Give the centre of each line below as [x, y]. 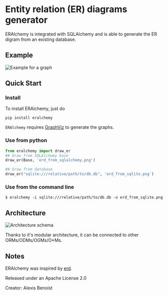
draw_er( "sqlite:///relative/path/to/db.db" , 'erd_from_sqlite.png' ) [80, 174]
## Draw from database [29, 169]
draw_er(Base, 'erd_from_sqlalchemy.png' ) [50, 160]
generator [26, 20]
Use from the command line [40, 187]
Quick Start [23, 84]
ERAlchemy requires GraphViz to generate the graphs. [60, 127]
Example [19, 55]
